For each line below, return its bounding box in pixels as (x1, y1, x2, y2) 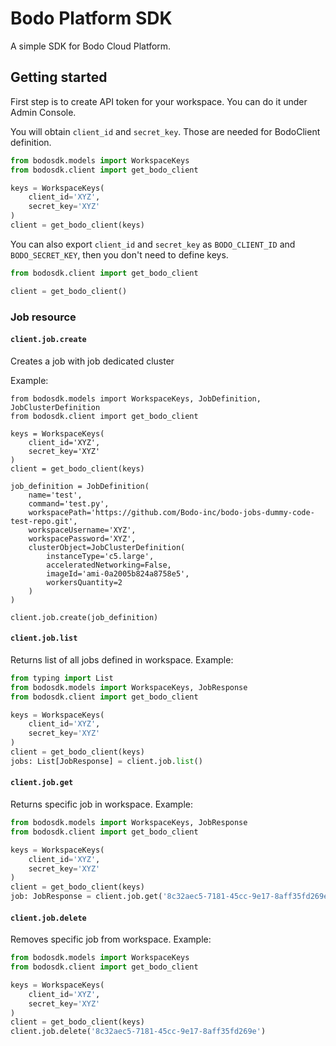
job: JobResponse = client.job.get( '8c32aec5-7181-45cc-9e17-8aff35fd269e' (10, 892, 333, 902)
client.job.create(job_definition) (10, 612, 159, 622)
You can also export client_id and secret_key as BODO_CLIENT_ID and (10, 238, 296, 250)
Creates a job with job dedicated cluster (10, 355, 175, 367)
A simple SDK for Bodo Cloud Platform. (10, 40, 172, 52)
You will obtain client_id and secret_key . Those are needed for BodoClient (10, 125, 321, 137)
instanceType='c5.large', (46, 551, 155, 561)
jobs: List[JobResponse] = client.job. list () (10, 756, 203, 766)
